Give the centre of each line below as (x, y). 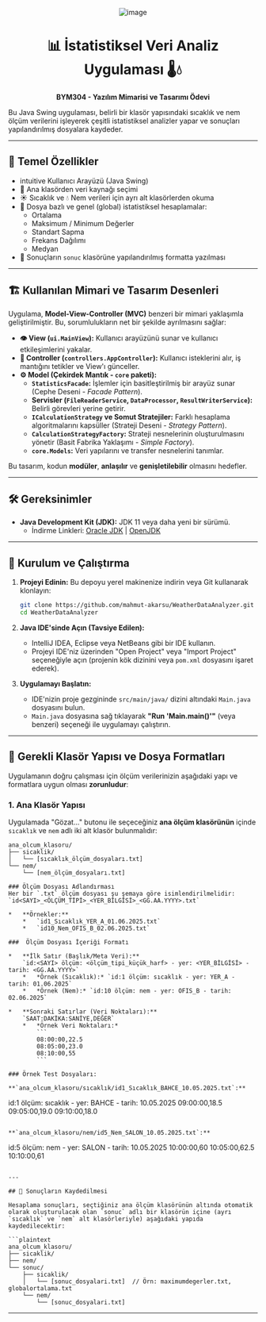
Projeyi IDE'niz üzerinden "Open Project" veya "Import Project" (134, 651)
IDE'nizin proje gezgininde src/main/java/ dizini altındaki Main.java (141, 699)
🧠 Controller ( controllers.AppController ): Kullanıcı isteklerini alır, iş (130, 358)
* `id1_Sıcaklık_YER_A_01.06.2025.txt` (91, 922)
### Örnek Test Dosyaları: (53, 1074)
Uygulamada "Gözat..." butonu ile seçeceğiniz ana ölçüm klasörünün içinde (132, 822)
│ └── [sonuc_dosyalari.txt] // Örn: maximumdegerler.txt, (127, 1282)
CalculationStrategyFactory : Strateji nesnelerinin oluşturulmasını (138, 433)
